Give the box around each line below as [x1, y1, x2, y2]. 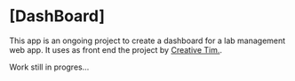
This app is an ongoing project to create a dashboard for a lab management [9, 35, 286, 46]
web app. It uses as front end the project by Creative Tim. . [9, 44, 223, 55]
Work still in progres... [9, 62, 90, 72]
